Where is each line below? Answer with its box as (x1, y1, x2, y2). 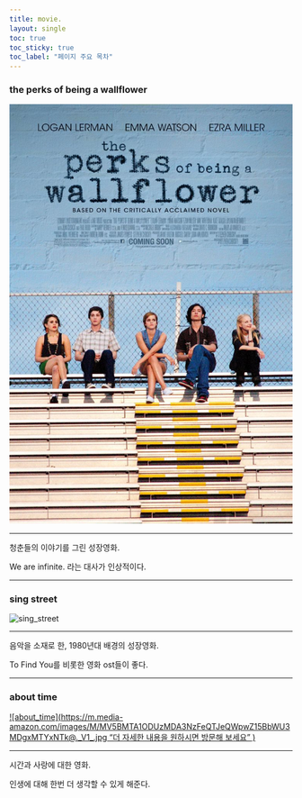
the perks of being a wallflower (9, 84, 148, 96)
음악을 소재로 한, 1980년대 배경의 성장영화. (9, 640, 159, 651)
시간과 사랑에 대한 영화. (9, 759, 92, 770)
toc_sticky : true (9, 43, 75, 52)
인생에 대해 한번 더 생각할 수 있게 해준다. (9, 778, 151, 789)
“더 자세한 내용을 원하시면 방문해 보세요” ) (109, 731, 256, 742)
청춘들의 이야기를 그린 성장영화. (9, 542, 120, 553)
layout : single (9, 23, 67, 33)
